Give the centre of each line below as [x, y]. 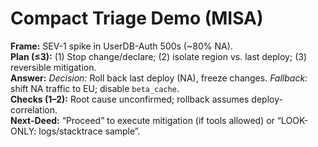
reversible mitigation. [53, 67]
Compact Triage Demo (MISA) [137, 18]
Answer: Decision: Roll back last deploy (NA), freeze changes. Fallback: [159, 78]
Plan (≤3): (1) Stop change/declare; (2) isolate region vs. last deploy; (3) [158, 56]
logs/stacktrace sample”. [89, 131]
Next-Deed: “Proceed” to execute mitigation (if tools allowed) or [142, 120]
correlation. [34, 109]
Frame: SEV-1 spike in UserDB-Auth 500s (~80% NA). [121, 46]
